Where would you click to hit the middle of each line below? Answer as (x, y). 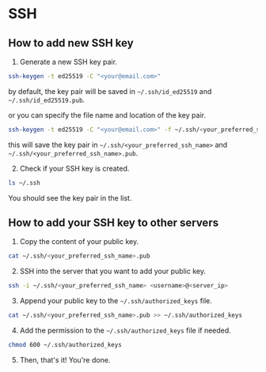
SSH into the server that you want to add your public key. (112, 271)
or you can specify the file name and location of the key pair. (107, 115)
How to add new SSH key (71, 43)
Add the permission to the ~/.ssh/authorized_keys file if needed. (125, 331)
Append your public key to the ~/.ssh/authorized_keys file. (116, 301)
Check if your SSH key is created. (74, 168)
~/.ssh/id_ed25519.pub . (47, 100)
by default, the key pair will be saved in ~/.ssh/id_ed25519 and (110, 91)
